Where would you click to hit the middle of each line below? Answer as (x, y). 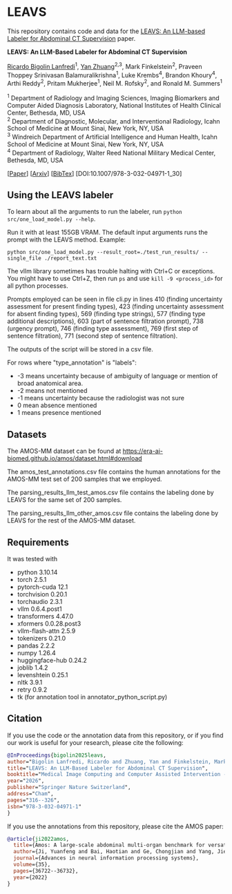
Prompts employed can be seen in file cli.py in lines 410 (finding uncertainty (115, 299)
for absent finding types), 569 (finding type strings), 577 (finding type (106, 314)
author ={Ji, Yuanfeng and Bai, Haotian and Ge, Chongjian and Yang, (114, 852)
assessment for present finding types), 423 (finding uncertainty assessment (116, 307)
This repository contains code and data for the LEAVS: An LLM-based (106, 31)
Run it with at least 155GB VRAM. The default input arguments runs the (108, 233)
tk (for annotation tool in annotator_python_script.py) (92, 697)
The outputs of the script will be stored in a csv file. (80, 349)
